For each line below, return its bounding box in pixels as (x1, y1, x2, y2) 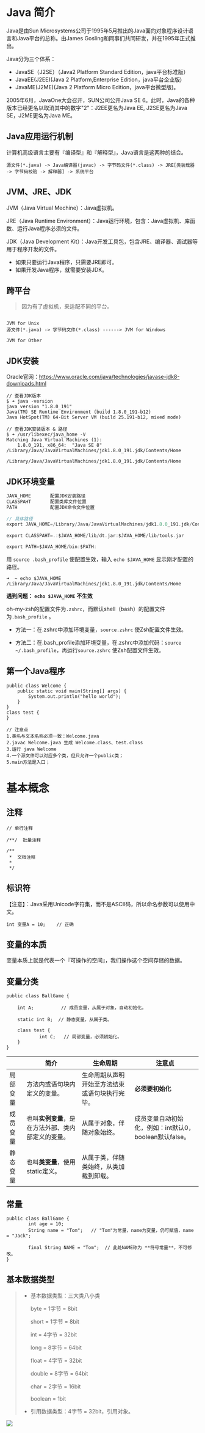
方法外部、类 (32, 1124, 70, 1132)
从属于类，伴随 (81, 1153, 125, 1162)
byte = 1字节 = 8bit (30, 1305, 77, 1312)
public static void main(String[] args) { (17, 688, 127, 694)
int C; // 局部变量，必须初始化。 (38, 1034, 122, 1040)
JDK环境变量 (6, 476, 55, 486)
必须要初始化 (134, 1085, 172, 1093)
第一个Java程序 (6, 666, 65, 676)
